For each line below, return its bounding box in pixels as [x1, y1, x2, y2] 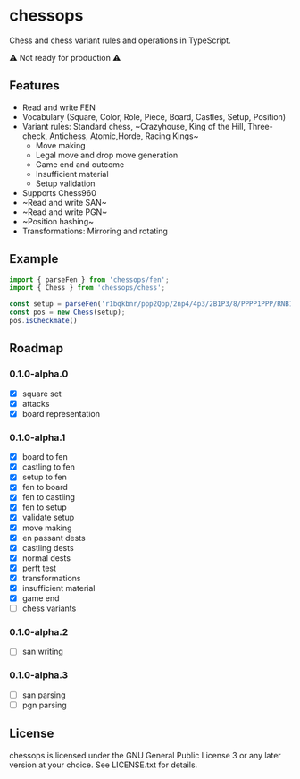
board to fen [21, 452, 69, 462]
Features [9, 78, 60, 94]
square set [21, 388, 62, 399]
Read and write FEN [21, 102, 96, 113]
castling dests [21, 542, 74, 553]
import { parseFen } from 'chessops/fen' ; [9, 275, 170, 284]
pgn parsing [21, 699, 67, 710]
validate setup [21, 512, 75, 523]
